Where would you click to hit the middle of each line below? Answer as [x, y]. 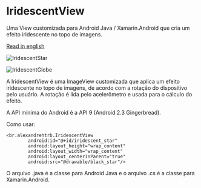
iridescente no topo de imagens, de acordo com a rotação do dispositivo [97, 88]
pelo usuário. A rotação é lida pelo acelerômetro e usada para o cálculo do [99, 94]
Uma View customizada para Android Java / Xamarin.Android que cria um [98, 28]
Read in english [25, 46]
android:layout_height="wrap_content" [77, 146]
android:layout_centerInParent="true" [77, 156]
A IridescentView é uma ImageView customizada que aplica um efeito [93, 81]
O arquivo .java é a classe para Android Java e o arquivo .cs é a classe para [100, 173]
